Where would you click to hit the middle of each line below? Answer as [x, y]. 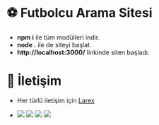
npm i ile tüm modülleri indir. [58, 37]
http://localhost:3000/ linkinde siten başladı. [83, 52]
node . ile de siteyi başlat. [54, 44]
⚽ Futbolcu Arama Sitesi [79, 13]
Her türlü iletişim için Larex [55, 100]
